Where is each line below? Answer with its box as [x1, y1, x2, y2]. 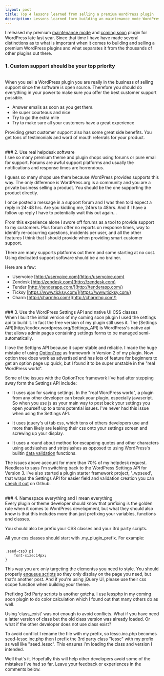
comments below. [5, 666, 41, 672]
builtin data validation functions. [12, 450, 77, 456]
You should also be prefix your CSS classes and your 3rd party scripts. [5, 525, 147, 531]
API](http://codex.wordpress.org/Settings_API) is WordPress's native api [5, 325, 150, 330]
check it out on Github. [5, 480, 51, 486]
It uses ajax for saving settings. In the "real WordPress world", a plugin [12, 390, 154, 396]
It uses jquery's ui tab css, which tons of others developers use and [12, 420, 149, 426]
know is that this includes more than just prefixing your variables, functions [5, 511, 156, 516]
